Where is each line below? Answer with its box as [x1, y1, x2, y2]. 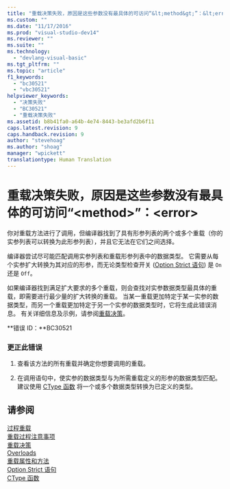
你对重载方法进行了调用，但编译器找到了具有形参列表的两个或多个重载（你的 [7, 228, 223, 237]
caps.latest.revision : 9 [7, 124, 78, 131]
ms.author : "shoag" [7, 144, 63, 150]
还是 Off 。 [7, 269, 36, 277]
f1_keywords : [7, 73, 44, 81]
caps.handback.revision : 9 [7, 131, 84, 137]
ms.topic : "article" [7, 67, 66, 74]
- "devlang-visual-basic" [13, 55, 88, 62]
